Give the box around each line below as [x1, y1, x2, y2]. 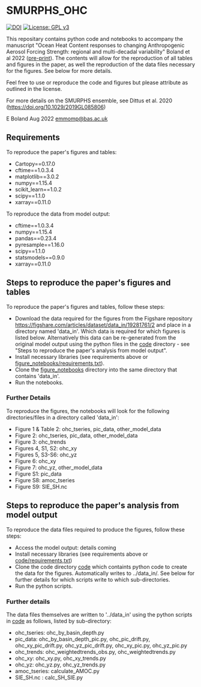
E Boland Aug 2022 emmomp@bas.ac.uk [6, 115, 108, 122]
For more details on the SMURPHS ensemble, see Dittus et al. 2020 [6, 97, 173, 104]
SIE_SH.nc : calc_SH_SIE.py [14, 674, 83, 681]
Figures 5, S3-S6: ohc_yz [14, 451, 77, 458]
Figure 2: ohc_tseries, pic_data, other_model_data [14, 432, 138, 439]
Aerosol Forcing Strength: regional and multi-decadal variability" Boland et [6, 48, 190, 55]
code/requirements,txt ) [14, 556, 73, 564]
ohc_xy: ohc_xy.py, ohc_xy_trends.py [14, 654, 106, 662]
